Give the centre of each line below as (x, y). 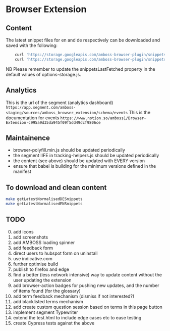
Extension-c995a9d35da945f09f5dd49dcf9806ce (53, 122)
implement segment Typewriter (45, 312)
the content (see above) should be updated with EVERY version (79, 161)
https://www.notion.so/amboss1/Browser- (103, 118)
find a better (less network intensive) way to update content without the (87, 274)
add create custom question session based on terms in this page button (88, 307)
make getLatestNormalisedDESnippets (44, 199)
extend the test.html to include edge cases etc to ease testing (77, 317)
